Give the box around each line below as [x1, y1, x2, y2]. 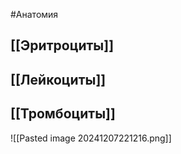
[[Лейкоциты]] [10, 71, 107, 88]
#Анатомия [10, 9, 59, 20]
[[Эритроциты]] [10, 37, 115, 54]
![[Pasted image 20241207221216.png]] [10, 132, 172, 144]
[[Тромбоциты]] [10, 105, 116, 123]
